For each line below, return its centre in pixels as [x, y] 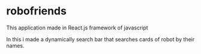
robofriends [37, 11]
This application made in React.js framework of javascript [77, 28]
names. [15, 46]
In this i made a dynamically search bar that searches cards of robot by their [100, 39]
